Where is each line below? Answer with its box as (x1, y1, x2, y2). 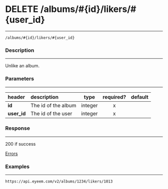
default (130, 93, 148, 100)
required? (102, 93, 126, 100)
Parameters (5, 75, 34, 82)
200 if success (5, 141, 36, 147)
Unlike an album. (5, 63, 40, 69)
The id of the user (30, 110, 72, 117)
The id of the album (30, 102, 76, 109)
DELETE (5, 3, 38, 15)
